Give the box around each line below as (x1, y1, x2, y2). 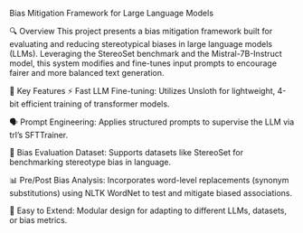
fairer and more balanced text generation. (9, 68, 165, 78)
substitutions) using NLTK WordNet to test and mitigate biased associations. (9, 188, 292, 198)
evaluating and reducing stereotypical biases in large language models (9, 39, 273, 49)
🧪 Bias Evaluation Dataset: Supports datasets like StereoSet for (9, 147, 244, 157)
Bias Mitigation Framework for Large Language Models (9, 8, 214, 18)
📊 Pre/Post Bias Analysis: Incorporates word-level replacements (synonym (9, 175, 289, 185)
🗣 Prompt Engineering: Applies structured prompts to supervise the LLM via (9, 116, 295, 127)
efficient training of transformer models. (21, 98, 170, 109)
